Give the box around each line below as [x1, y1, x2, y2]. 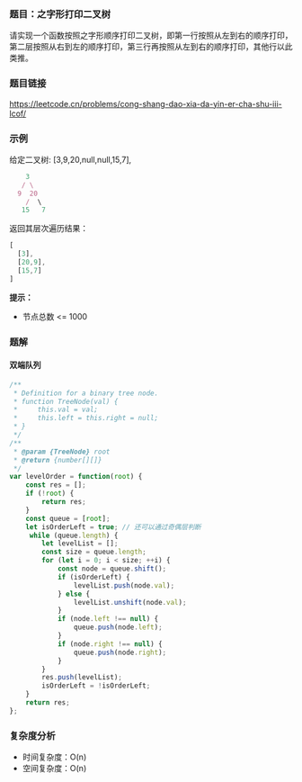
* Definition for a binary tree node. [13, 389, 159, 398]
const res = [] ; [25, 481, 87, 490]
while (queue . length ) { [29, 531, 119, 540]
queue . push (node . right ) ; [73, 648, 167, 657]
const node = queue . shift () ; [57, 564, 167, 573]
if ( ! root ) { [25, 489, 75, 499]
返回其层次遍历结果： [9, 223, 88, 234]
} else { [57, 589, 91, 598]
